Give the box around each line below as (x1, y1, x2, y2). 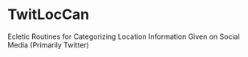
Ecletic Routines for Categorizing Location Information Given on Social (7, 32, 240, 41)
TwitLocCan (7, 6, 90, 24)
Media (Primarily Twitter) (7, 40, 90, 49)
